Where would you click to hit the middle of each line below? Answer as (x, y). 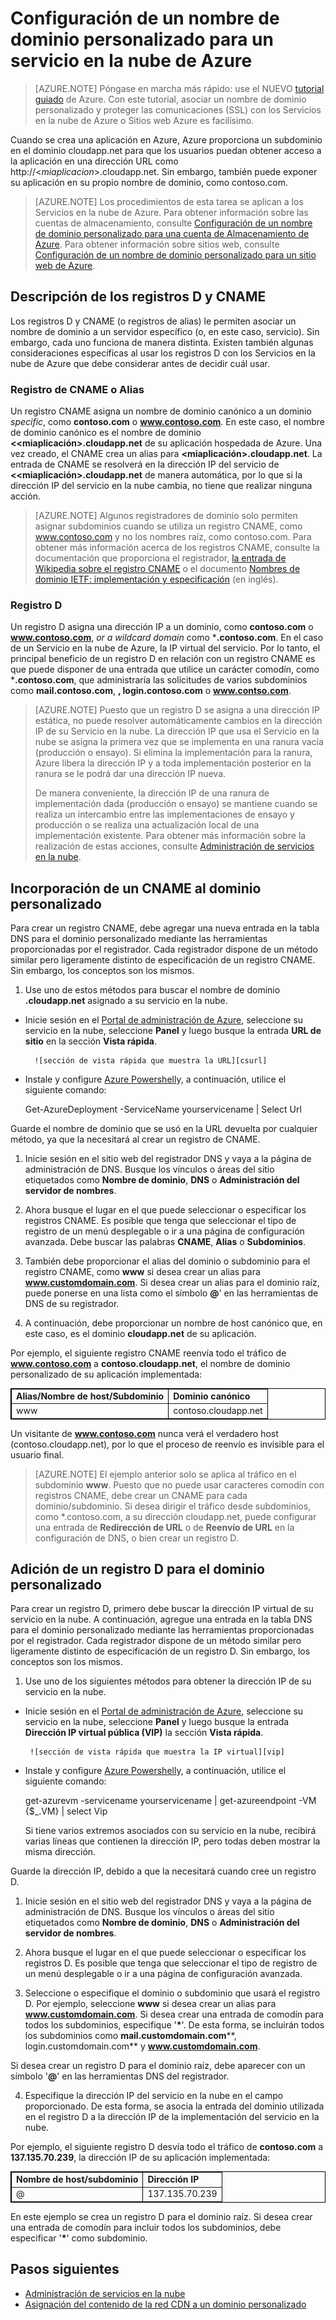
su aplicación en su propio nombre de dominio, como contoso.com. (149, 182)
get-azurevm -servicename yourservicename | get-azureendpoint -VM (170, 1801)
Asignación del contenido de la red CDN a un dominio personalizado (165, 2304)
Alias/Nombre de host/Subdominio (90, 1396)
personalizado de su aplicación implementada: (106, 1374)
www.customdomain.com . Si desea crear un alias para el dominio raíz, (172, 1283)
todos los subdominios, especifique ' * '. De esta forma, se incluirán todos (174, 2025)
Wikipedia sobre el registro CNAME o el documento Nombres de (167, 569)
